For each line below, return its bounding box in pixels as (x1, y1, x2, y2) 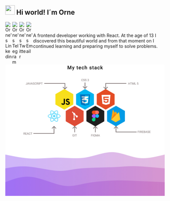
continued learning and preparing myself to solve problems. (33, 43, 158, 49)
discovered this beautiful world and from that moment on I (33, 37, 154, 43)
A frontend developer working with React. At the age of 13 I (33, 32, 156, 38)
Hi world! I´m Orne (16, 8, 75, 17)
